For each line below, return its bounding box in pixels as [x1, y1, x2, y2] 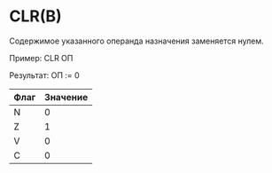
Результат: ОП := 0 [9, 69, 80, 81]
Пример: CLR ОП [9, 52, 74, 63]
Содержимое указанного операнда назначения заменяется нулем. [9, 35, 264, 46]
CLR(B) [9, 6, 62, 27]
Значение [43, 90, 89, 103]
